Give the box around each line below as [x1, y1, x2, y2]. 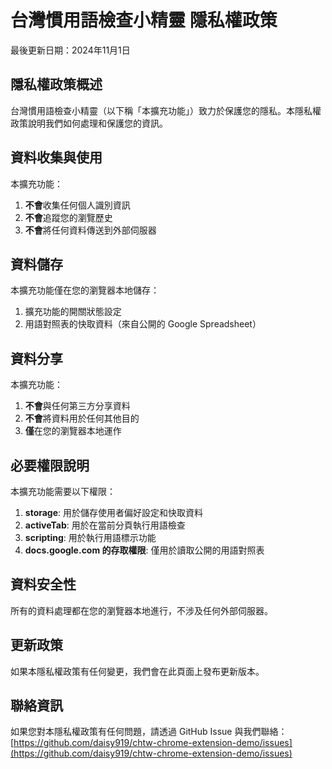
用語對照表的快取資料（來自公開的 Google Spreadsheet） [24, 318, 262, 330]
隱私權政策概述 [10, 76, 103, 93]
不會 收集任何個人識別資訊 [24, 199, 131, 211]
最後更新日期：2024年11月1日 [10, 44, 131, 56]
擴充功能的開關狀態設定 [24, 306, 122, 318]
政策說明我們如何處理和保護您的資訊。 [10, 117, 168, 129]
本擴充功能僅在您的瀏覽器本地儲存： [10, 284, 160, 296]
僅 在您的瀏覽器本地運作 [24, 425, 122, 437]
